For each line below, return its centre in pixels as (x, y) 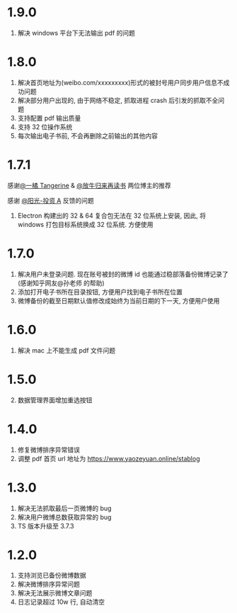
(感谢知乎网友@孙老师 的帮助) (61, 283)
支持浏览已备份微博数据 (52, 575)
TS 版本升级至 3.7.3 (46, 526)
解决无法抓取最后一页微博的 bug (64, 508)
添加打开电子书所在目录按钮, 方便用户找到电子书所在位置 (100, 292)
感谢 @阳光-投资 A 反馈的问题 (51, 200)
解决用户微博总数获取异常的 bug (64, 517)
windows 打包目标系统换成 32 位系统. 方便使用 (85, 224)
